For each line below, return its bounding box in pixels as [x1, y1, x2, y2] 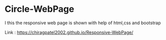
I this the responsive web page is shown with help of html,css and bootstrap [4, 20, 161, 26]
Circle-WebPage [4, 3, 74, 15]
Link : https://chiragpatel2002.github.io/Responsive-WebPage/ [4, 29, 134, 35]
